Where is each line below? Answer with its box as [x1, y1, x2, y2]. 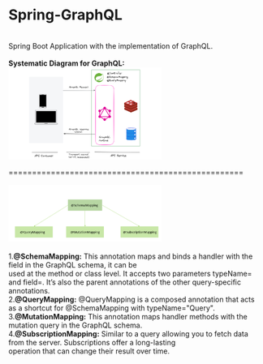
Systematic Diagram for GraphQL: [8, 58, 125, 68]
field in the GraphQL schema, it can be [8, 260, 137, 270]
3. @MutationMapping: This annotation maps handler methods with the [8, 312, 248, 322]
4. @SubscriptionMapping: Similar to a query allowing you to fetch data [8, 329, 249, 339]
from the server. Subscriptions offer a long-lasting [8, 338, 176, 348]
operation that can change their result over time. [8, 346, 170, 356]
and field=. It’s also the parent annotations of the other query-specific [8, 277, 242, 287]
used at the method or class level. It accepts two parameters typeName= [8, 269, 252, 279]
